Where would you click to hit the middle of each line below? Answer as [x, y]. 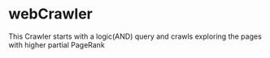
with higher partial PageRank [57, 44]
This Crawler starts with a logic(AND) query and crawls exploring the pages [135, 36]
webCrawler [51, 14]
